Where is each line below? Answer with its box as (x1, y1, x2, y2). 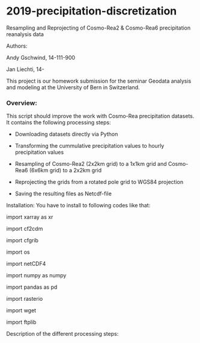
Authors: (6, 42, 28, 49)
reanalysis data (6, 30, 44, 37)
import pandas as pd (6, 283, 58, 291)
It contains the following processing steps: (6, 119, 111, 126)
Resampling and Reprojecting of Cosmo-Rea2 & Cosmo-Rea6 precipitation (6, 24, 191, 31)
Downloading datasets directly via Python (14, 131, 118, 138)
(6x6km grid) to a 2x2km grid (29, 167, 102, 174)
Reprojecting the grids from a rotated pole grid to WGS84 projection (14, 178, 184, 186)
